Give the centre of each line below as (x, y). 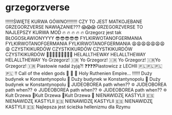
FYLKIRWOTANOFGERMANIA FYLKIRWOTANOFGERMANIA (68, 43)
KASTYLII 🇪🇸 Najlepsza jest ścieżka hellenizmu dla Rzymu (68, 107)
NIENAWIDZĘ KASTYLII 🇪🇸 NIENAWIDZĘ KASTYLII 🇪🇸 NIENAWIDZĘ (79, 101)
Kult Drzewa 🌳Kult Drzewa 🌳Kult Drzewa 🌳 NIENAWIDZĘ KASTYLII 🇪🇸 (80, 95)
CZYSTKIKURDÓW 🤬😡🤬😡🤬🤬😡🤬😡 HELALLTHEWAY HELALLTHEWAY (76, 54)
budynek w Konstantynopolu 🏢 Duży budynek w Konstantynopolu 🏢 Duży (83, 79)
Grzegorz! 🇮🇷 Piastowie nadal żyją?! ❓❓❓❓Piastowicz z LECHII (71, 66)
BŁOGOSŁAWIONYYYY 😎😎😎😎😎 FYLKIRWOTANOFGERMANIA (74, 38)
